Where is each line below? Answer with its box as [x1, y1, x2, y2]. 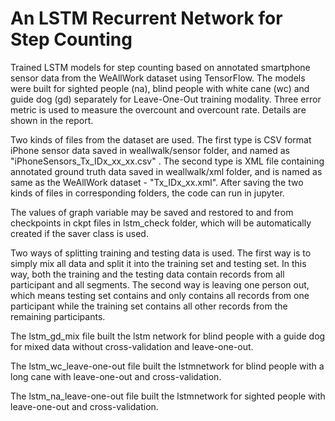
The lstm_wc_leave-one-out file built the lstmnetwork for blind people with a [10, 360, 325, 372]
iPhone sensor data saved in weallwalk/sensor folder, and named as [10, 144, 291, 156]
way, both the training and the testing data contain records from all [10, 268, 285, 280]
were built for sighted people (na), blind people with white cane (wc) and [10, 82, 310, 94]
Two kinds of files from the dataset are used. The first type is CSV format [10, 133, 312, 146]
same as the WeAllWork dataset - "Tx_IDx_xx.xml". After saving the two [10, 176, 304, 188]
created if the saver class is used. [10, 227, 149, 239]
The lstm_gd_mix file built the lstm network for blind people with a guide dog [10, 330, 326, 342]
